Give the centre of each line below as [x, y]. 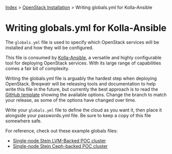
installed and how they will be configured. [50, 48]
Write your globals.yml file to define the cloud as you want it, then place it [84, 110]
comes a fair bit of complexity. [37, 68]
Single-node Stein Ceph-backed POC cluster [60, 146]
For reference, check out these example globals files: [62, 130]
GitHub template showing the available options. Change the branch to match [86, 95]
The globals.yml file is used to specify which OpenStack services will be [82, 42]
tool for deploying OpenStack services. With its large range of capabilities [83, 63]
